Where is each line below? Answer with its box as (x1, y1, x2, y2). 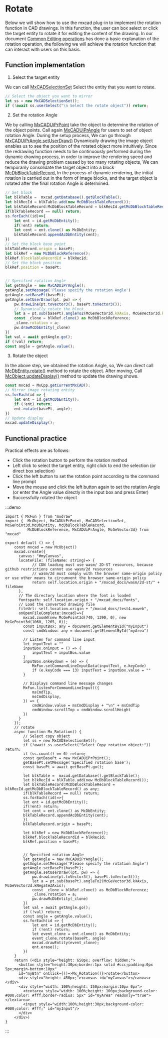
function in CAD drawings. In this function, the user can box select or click (5, 25, 158, 31)
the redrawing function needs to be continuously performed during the (5, 149, 151, 155)
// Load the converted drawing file (18, 602, 95, 607)
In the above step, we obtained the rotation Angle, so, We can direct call (5, 363, 153, 369)
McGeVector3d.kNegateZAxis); (5, 883, 66, 888)
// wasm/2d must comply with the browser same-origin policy (31, 571, 162, 576)
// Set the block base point (5, 242, 66, 247)
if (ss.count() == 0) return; (23, 751, 86, 756)
